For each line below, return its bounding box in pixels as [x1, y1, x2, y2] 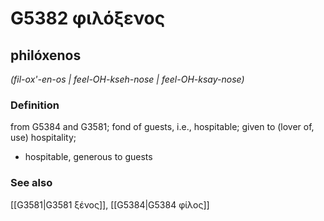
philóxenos [10, 47, 82, 64]
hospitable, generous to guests [24, 151, 153, 163]
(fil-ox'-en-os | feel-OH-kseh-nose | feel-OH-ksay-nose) [10, 73, 245, 85]
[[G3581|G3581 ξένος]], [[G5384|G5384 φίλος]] [10, 198, 210, 211]
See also [10, 176, 53, 190]
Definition [10, 98, 60, 112]
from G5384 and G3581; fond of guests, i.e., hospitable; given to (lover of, [10, 121, 315, 133]
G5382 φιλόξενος [10, 7, 166, 30]
